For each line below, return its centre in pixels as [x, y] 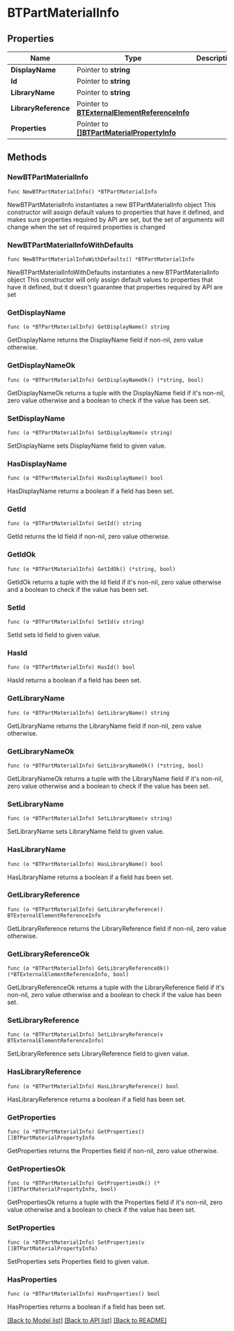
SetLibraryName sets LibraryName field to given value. [86, 832]
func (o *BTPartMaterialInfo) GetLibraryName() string [88, 713]
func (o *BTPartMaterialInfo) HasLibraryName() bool [85, 864]
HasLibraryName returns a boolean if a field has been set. [90, 877]
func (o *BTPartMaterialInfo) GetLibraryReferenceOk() [88, 968]
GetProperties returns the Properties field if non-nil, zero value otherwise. [113, 1151]
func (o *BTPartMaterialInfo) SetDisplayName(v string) [90, 433]
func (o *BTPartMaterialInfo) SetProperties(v [76, 1242]
